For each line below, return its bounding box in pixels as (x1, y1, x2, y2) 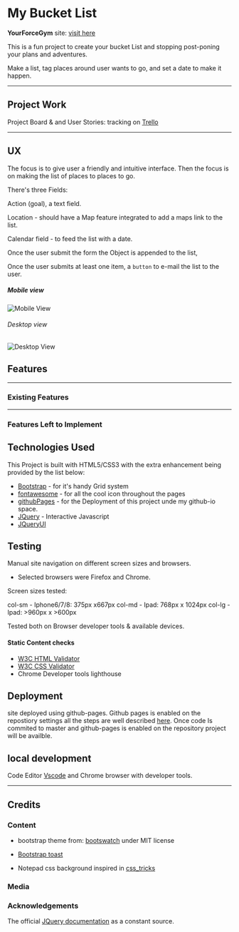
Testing (7, 540, 42, 552)
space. (17, 504, 38, 513)
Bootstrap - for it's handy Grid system (17, 481, 129, 490)
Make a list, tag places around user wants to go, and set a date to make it (7, 63, 222, 72)
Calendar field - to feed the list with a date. (7, 234, 133, 243)
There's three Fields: (7, 185, 68, 194)
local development (7, 752, 92, 764)
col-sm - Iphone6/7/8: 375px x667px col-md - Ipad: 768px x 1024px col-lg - (7, 600, 230, 609)
